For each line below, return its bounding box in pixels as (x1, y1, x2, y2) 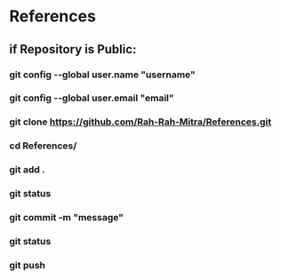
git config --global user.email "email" (9, 92, 175, 104)
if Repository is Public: (9, 42, 137, 57)
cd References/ (9, 140, 77, 152)
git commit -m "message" (9, 212, 124, 224)
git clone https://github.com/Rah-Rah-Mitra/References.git (9, 116, 272, 128)
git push (9, 259, 46, 271)
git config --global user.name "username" (9, 68, 196, 81)
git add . (9, 164, 46, 176)
